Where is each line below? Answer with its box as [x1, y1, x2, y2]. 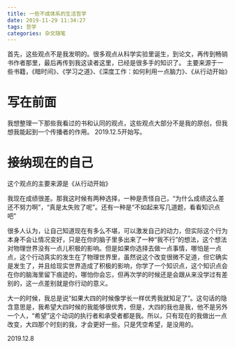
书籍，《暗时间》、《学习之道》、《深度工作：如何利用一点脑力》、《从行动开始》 [13, 67, 231, 76]
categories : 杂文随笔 [7, 29, 66, 37]
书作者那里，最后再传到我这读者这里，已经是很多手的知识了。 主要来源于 [7, 59, 218, 67]
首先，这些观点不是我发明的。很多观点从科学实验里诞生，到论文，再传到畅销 [7, 50, 228, 58]
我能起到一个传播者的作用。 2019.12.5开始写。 [13, 127, 146, 137]
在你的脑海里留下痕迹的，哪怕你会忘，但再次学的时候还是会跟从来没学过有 [7, 270, 222, 279]
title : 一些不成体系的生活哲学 [7, 10, 87, 18]
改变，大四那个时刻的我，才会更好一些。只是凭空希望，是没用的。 [7, 320, 197, 329]
